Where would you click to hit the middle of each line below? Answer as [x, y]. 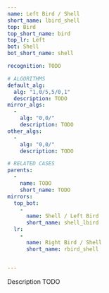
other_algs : [25, 131]
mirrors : [20, 196]
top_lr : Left [26, 40]
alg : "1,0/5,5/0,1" [42, 92]
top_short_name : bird [39, 34]
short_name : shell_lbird [62, 223]
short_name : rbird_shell [62, 249]
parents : [20, 170]
